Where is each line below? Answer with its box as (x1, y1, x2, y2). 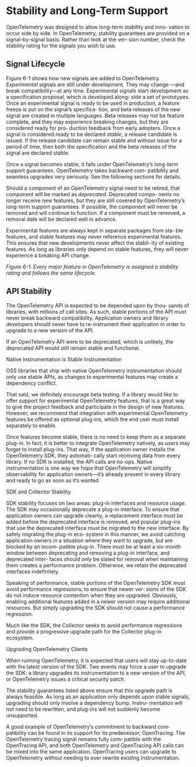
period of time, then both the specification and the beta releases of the (6, 143, 176, 150)
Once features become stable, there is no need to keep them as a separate (6, 433, 186, 440)
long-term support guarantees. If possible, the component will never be (6, 203, 178, 210)
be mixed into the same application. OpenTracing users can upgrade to (6, 748, 177, 755)
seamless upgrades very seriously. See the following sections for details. (6, 173, 182, 180)
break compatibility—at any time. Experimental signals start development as (6, 87, 188, 94)
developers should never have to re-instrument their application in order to (6, 320, 185, 327)
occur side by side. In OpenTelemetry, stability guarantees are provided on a (6, 29, 190, 36)
